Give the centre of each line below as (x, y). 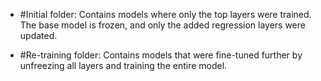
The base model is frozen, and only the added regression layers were (162, 25)
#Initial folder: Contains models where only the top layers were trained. (165, 14)
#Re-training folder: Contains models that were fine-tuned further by (161, 55)
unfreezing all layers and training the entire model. (123, 65)
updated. (38, 35)
